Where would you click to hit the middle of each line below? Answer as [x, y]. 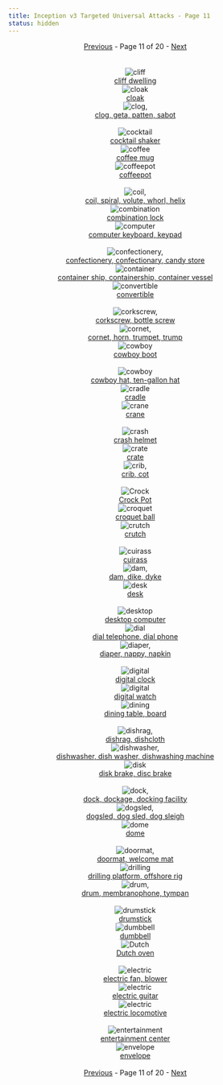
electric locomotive [135, 1013]
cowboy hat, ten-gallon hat [135, 380]
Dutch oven [135, 953]
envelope [135, 1055]
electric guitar [135, 996]
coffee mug [135, 157]
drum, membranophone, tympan [135, 893]
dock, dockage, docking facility [135, 798]
